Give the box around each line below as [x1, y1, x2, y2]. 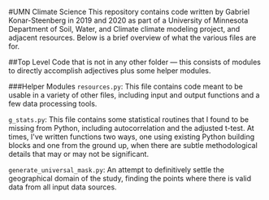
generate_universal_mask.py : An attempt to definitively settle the [8, 165, 225, 174]
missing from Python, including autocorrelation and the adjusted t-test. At [8, 124, 254, 133]
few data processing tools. [8, 99, 98, 108]
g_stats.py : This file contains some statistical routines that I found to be [8, 115, 249, 124]
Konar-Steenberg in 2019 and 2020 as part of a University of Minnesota [8, 15, 249, 25]
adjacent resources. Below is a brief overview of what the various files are [8, 33, 257, 42]
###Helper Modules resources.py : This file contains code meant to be [8, 81, 244, 91]
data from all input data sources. [8, 182, 117, 192]
